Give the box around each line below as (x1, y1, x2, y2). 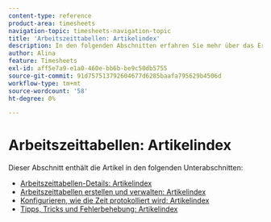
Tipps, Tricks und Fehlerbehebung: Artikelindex (19, 204, 178, 214)
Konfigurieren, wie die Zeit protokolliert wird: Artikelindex (19, 195, 210, 206)
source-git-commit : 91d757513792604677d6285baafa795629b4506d (8, 72, 222, 80)
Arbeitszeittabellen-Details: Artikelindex (19, 178, 152, 188)
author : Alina (8, 49, 56, 57)
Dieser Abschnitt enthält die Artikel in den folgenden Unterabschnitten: (8, 163, 244, 173)
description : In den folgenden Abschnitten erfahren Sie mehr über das (8, 42, 254, 50)
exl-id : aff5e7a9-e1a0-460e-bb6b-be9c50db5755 (8, 65, 168, 73)
